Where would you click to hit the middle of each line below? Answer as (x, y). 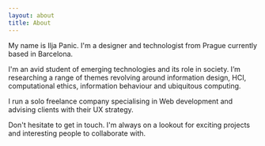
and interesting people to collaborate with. (77, 133)
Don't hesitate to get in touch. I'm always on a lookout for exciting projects (129, 125)
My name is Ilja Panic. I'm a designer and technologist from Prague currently (133, 45)
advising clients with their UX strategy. (71, 109)
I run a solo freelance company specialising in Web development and (121, 101)
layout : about (32, 15)
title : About (30, 23)
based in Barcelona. (41, 54)
